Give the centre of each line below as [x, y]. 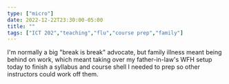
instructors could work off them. [53, 74]
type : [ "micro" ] [30, 13]
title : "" [21, 26]
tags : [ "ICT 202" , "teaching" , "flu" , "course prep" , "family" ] [96, 33]
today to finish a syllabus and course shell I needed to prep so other [104, 67]
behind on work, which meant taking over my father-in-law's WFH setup [110, 60]
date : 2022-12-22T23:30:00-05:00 [55, 20]
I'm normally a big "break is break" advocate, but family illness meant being [114, 52]
